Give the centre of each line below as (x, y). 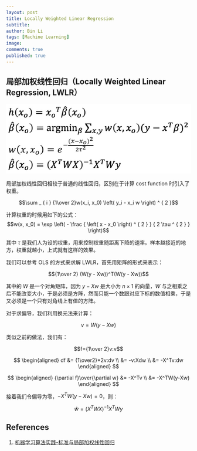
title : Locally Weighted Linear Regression (60, 18)
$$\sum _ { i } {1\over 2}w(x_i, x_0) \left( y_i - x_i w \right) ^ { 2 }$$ (98, 202)
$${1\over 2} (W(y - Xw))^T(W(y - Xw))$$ (98, 274)
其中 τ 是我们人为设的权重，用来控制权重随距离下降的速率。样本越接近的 (94, 242)
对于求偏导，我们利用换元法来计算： (50, 313)
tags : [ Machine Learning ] (38, 37)
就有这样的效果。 (78, 250)
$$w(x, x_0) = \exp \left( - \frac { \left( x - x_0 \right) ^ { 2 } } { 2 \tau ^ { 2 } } (98, 224)
